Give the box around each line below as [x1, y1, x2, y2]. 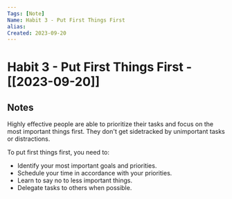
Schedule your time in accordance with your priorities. [17, 169, 172, 178]
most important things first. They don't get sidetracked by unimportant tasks [7, 128, 225, 136]
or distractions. [7, 135, 51, 143]
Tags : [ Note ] [7, 10, 45, 17]
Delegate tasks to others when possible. [17, 184, 132, 192]
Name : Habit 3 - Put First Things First [7, 17, 126, 24]
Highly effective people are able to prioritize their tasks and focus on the [7, 120, 213, 128]
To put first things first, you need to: [7, 148, 109, 157]
